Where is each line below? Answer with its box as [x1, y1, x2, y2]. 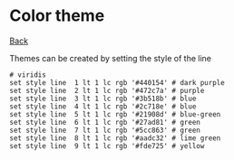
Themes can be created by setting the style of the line [9, 52, 211, 63]
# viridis [9, 70, 47, 80]
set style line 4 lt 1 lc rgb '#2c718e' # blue [9, 101, 197, 111]
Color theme [9, 5, 105, 26]
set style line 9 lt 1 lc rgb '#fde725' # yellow [9, 141, 205, 150]
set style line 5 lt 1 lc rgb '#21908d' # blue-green [9, 109, 221, 118]
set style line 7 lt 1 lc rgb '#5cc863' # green [9, 126, 201, 135]
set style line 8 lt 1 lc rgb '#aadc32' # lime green [9, 133, 221, 143]
